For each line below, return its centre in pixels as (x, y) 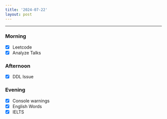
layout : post (19, 14)
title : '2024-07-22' (27, 10)
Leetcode (22, 47)
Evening (15, 90)
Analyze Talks (27, 53)
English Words (27, 106)
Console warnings (31, 101)
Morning (16, 36)
